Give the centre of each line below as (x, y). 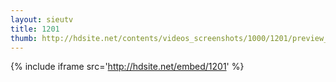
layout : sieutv (42, 19)
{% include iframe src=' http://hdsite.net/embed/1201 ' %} (127, 67)
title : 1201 (35, 29)
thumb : (24, 38)
